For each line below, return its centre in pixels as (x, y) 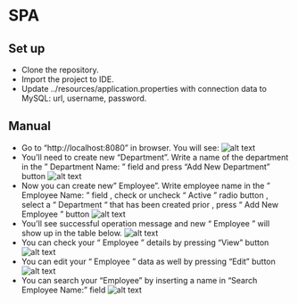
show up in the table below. (71, 233)
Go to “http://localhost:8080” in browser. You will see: (120, 147)
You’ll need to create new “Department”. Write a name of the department (155, 157)
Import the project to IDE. (67, 79)
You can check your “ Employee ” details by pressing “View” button (145, 242)
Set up (27, 49)
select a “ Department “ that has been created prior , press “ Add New (149, 204)
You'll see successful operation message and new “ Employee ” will (145, 223)
